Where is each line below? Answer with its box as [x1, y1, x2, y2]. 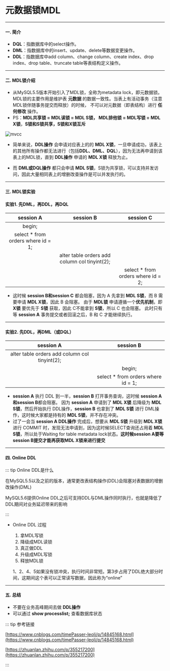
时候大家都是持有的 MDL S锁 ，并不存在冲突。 [26, 412, 121, 418]
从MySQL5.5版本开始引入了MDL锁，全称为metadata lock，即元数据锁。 [12, 90, 163, 96]
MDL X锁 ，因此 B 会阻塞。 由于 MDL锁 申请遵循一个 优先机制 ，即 [27, 299, 163, 305]
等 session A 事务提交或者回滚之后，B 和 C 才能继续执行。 [12, 311, 135, 318]
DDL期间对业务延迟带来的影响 [5, 501, 68, 507]
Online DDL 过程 [12, 521, 47, 527]
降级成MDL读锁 [20, 539, 53, 545]
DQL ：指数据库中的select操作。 [12, 41, 79, 47]
